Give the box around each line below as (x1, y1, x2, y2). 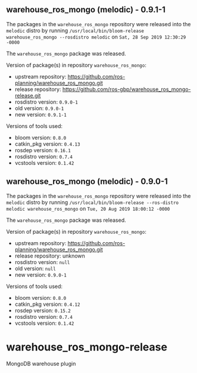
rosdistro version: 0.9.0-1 (14, 98, 79, 105)
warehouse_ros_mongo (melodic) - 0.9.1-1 (6, 5, 165, 15)
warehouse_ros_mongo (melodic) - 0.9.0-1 (6, 177, 168, 187)
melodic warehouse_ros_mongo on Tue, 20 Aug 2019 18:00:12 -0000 (6, 205, 170, 212)
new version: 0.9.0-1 (14, 271, 67, 278)
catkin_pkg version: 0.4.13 (14, 140, 80, 148)
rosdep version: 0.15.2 (14, 306, 71, 314)
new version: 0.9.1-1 (14, 111, 67, 118)
